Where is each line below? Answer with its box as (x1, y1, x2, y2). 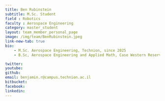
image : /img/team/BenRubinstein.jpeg (5, 35, 82, 40)
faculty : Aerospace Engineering (5, 20, 74, 26)
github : (5, 70, 21, 76)
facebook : (5, 84, 26, 89)
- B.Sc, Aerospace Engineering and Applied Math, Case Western (14, 52, 146, 58)
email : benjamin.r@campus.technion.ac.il (5, 75, 91, 80)
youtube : (5, 66, 23, 71)
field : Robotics (5, 16, 41, 21)
